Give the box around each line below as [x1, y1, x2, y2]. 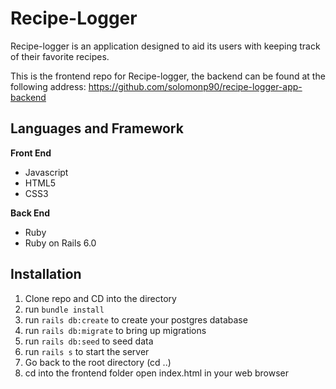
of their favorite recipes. [10, 50, 110, 62]
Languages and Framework [10, 120, 184, 137]
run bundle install [24, 303, 105, 315]
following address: [10, 80, 87, 92]
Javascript [24, 166, 69, 178]
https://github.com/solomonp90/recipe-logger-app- [88, 80, 303, 92]
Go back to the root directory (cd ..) [24, 356, 172, 368]
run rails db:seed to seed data [24, 335, 154, 347]
